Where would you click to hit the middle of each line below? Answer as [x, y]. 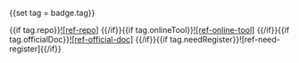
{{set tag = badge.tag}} [52, 13]
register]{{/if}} [36, 49]
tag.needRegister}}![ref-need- [225, 39]
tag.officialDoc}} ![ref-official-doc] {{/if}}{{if [88, 39]
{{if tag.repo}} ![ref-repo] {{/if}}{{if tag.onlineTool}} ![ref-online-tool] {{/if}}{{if [149, 30]
